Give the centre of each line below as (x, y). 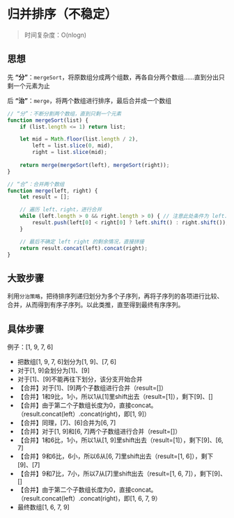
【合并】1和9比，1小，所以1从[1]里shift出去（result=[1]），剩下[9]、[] (115, 397)
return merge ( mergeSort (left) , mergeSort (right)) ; (95, 165)
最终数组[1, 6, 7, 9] (43, 507)
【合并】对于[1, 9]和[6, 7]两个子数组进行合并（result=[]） (99, 431)
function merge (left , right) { (53, 191)
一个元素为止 (31, 86)
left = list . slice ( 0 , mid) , (73, 146)
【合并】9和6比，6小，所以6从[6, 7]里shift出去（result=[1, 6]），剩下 (115, 456)
